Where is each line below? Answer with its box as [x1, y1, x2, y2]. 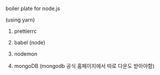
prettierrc [14, 28, 37, 35]
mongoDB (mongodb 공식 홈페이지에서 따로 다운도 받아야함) [14, 63, 155, 69]
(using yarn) [5, 16, 35, 23]
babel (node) [14, 39, 45, 46]
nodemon [14, 50, 38, 57]
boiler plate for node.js [5, 5, 61, 12]
